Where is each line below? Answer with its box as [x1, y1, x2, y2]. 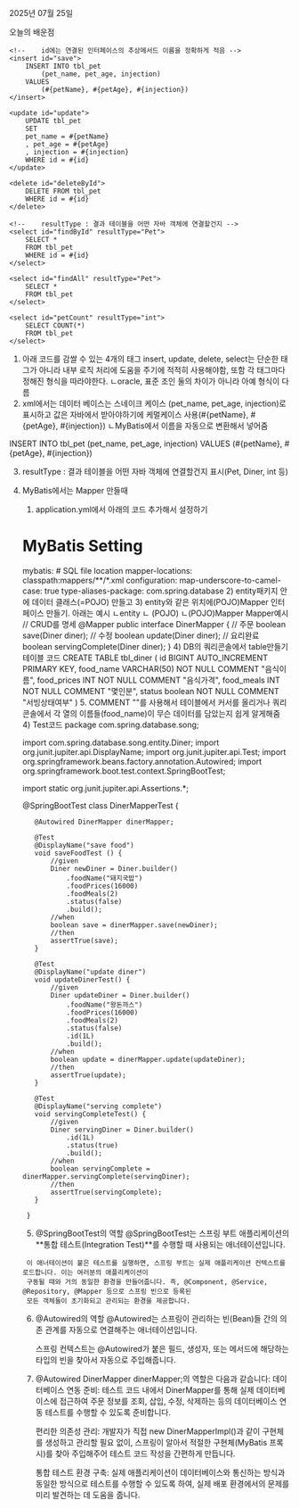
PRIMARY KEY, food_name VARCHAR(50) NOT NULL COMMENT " [21, 663, 265, 674]
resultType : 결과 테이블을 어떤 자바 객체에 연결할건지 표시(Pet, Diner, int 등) [21, 467, 289, 476]
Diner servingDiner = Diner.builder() [50, 1125, 194, 1134]
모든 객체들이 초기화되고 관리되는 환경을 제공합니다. [26, 1297, 191, 1305]
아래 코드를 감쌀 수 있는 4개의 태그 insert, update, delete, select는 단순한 [21, 353, 279, 364]
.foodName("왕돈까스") [66, 1000, 143, 1009]
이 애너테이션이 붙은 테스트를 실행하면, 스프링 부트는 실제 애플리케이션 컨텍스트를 [26, 1258, 287, 1267]
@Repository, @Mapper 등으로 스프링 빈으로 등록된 [21, 1287, 191, 1296]
